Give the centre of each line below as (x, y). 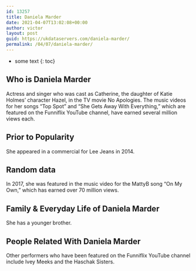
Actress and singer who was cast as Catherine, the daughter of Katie (89, 93)
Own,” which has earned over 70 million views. (62, 190)
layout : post (22, 34)
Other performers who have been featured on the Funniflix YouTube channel (98, 255)
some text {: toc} (35, 61)
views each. (21, 119)
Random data (31, 170)
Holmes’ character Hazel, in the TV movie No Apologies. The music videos (96, 100)
